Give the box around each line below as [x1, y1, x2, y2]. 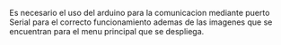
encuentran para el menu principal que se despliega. [9, 26, 205, 36]
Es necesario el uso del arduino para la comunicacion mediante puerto [9, 8, 270, 18]
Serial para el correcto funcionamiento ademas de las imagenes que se [9, 17, 273, 27]
